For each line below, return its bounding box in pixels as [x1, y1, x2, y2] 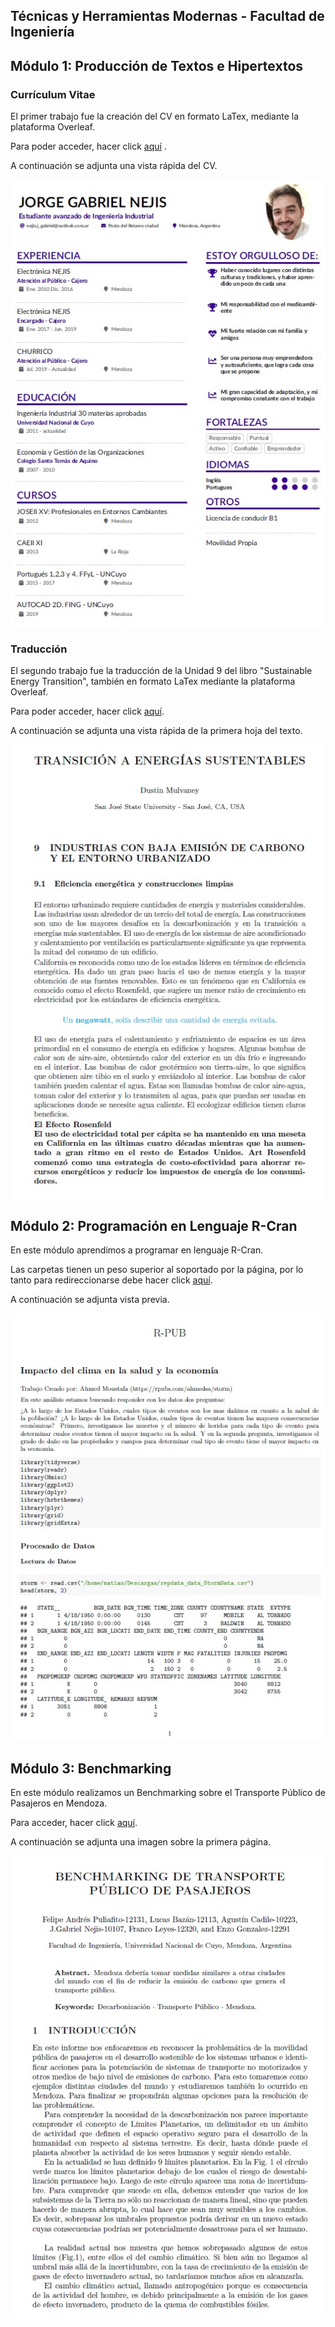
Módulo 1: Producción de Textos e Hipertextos [10, 57, 304, 74]
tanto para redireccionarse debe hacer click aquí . [10, 1274, 213, 1286]
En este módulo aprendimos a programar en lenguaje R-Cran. [10, 1244, 264, 1256]
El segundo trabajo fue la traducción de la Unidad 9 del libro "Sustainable [10, 665, 313, 677]
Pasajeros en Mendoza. [10, 1797, 108, 1809]
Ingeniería [10, 24, 75, 41]
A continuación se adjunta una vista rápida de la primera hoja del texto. [10, 725, 303, 737]
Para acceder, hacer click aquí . [10, 1817, 138, 1829]
